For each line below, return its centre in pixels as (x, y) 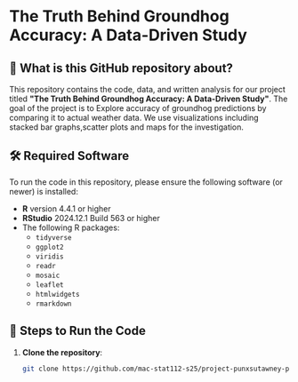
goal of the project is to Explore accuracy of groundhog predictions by (138, 108)
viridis (49, 256)
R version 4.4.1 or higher (66, 208)
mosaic (48, 275)
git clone (40, 369)
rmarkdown (54, 304)
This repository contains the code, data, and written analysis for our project (148, 89)
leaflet (49, 285)
